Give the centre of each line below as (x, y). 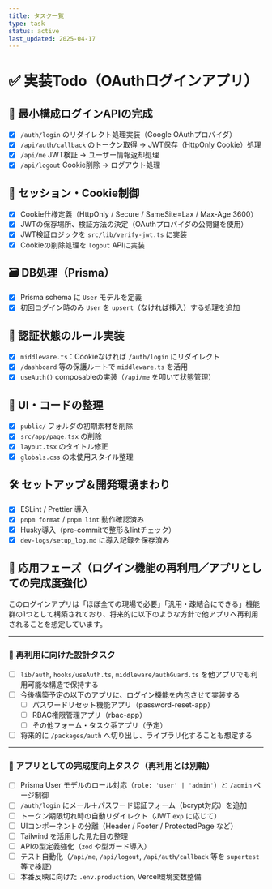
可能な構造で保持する (63, 684)
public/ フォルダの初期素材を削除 (76, 426)
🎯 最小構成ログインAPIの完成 (81, 113)
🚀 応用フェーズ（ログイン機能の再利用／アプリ (125, 568)
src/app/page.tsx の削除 (61, 436)
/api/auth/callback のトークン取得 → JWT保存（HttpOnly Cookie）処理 (140, 145)
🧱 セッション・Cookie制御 (74, 193)
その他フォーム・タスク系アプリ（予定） (100, 725)
